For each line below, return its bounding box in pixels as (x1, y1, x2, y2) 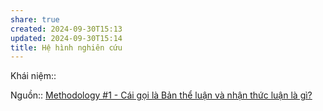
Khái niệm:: (10, 70, 57, 82)
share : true (10, 14, 60, 25)
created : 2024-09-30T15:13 (10, 24, 123, 34)
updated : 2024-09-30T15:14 (10, 33, 123, 43)
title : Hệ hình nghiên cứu (10, 42, 123, 53)
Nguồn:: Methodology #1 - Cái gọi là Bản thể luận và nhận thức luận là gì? (10, 89, 313, 101)
